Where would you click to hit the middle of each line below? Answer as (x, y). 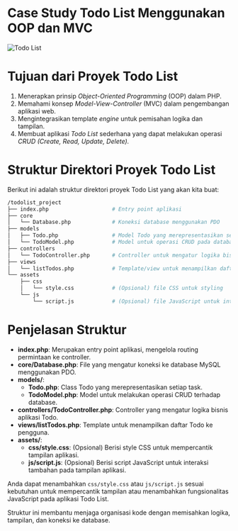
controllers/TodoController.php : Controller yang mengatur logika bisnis (123, 410)
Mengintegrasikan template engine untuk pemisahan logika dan (110, 118)
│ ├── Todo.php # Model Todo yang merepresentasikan (115, 235)
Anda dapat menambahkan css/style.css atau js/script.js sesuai (106, 484)
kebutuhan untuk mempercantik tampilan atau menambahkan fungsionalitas (118, 491)
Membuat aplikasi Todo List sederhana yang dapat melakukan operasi (120, 133)
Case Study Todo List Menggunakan (116, 13)
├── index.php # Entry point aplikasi (95, 209)
